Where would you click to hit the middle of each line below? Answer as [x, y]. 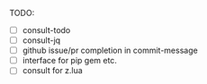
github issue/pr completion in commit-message [110, 50]
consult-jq [41, 40]
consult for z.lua [52, 71]
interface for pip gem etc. [69, 61]
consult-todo [46, 30]
